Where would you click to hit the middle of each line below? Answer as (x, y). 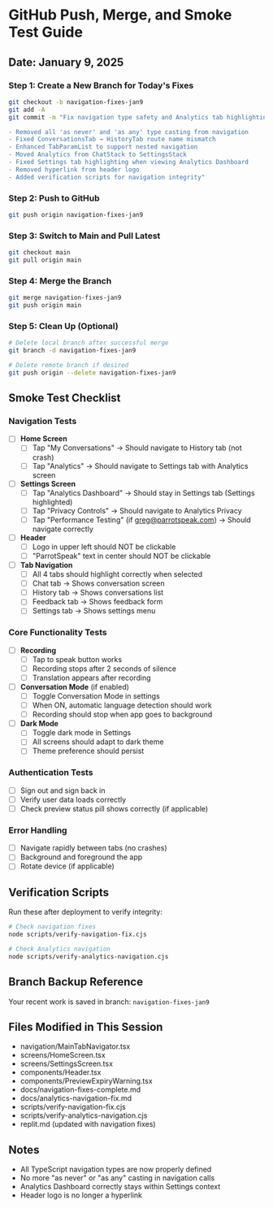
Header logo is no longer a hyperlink (81, 1195)
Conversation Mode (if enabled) (75, 686)
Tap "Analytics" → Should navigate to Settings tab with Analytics (140, 465)
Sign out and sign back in (63, 790)
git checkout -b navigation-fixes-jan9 (76, 102)
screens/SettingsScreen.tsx (67, 1064)
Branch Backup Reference (76, 982)
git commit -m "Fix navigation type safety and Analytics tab (116, 117)
